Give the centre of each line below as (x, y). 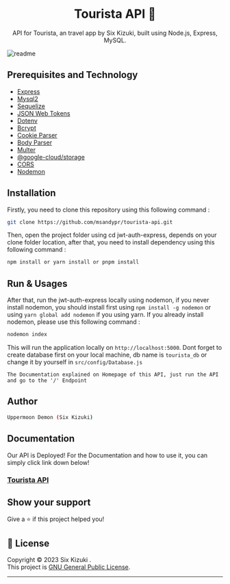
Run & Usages (37, 283)
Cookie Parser (37, 135)
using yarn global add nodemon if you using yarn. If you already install (105, 315)
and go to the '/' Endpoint (47, 381)
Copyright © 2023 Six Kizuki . (49, 560)
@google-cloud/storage (51, 157)
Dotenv (27, 120)
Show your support (49, 502)
